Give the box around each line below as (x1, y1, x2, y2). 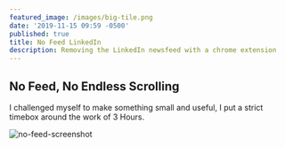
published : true (9, 29, 69, 38)
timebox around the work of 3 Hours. (9, 112, 145, 122)
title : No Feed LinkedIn (9, 37, 102, 47)
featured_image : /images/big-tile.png (9, 12, 153, 22)
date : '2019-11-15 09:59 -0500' (9, 21, 129, 30)
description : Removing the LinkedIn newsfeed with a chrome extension (9, 46, 277, 55)
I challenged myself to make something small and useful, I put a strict (9, 102, 264, 112)
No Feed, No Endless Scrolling (9, 79, 180, 94)
